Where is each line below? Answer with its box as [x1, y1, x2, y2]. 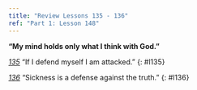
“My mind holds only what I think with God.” [8, 41, 160, 51]
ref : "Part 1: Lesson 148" [8, 19, 100, 27]
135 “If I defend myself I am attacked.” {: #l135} [8, 57, 165, 67]
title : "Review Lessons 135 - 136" [8, 11, 129, 20]
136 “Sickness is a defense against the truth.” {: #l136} [8, 72, 190, 82]
